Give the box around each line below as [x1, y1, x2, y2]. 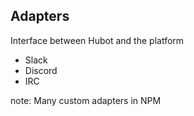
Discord [24, 64, 58, 76]
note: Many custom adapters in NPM [10, 94, 162, 106]
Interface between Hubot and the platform [10, 34, 185, 46]
